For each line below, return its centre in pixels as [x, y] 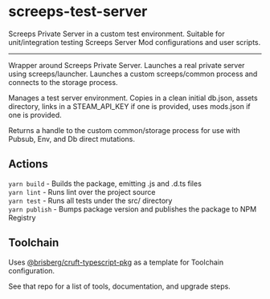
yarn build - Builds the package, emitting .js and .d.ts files [105, 184]
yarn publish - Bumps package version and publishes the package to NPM [133, 209]
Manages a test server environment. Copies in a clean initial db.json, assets [133, 98]
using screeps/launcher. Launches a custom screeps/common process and [133, 74]
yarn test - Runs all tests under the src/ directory [90, 200]
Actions [28, 164]
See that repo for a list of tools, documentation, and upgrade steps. [119, 286]
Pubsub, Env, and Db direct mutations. [72, 139]
